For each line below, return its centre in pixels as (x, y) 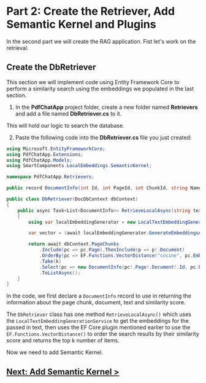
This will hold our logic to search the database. (65, 125)
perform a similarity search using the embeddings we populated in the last (100, 89)
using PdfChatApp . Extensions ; (45, 154)
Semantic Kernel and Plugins (81, 24)
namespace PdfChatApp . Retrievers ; (51, 177)
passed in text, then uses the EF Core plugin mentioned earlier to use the (98, 328)
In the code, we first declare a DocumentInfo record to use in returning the (99, 296)
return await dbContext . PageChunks (74, 244)
